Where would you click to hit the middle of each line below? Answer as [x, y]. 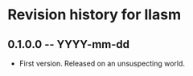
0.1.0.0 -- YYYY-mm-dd [69, 44]
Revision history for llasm [94, 15]
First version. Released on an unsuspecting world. [102, 63]
